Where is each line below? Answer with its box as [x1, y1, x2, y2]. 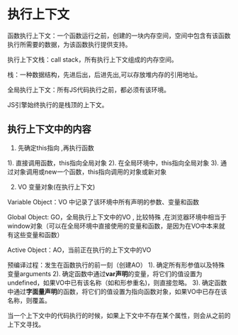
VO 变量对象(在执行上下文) [17, 182, 96, 191]
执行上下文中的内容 [7, 123, 91, 136]
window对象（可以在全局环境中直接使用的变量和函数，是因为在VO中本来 [7, 221, 220, 230]
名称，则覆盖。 [7, 296, 51, 304]
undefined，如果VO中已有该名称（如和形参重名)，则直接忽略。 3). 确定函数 [7, 278, 227, 287]
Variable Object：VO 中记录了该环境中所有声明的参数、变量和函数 [7, 197, 200, 206]
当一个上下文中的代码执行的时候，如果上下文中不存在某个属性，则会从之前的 [7, 311, 231, 319]
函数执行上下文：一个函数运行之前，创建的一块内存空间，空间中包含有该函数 [7, 31, 231, 40]
